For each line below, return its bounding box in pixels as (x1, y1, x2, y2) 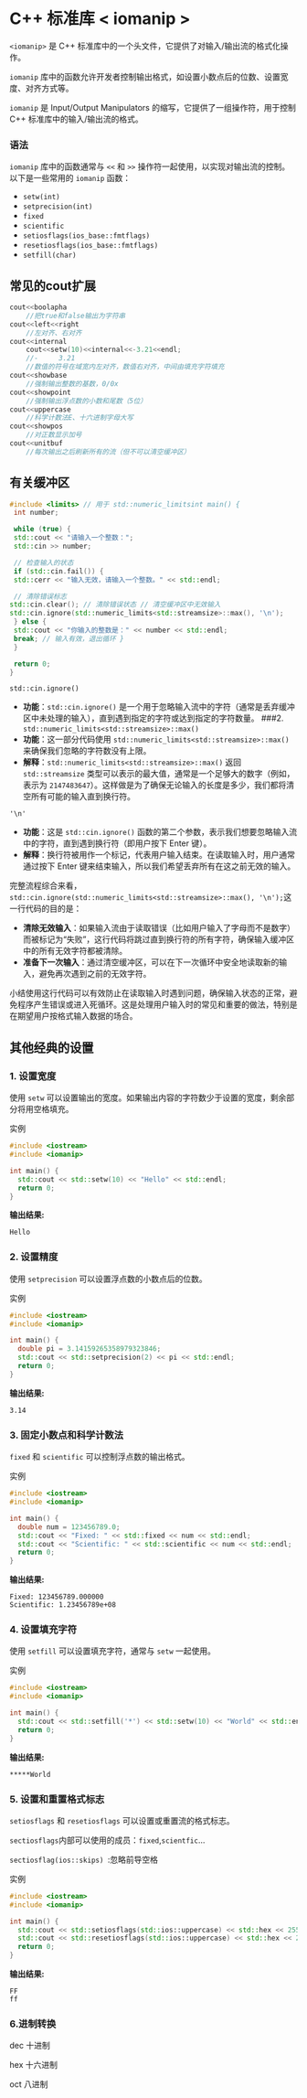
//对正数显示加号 (26, 431, 82, 440)
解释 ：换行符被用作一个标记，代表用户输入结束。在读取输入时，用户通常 (22, 850, 295, 861)
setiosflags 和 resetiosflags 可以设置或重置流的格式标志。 (9, 1814, 235, 1825)
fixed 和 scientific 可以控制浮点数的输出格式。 (9, 1451, 190, 1462)
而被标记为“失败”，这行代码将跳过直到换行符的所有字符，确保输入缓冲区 (22, 934, 295, 945)
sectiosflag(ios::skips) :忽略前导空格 (9, 1854, 158, 1865)
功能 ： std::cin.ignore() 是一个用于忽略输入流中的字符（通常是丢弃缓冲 (22, 701, 295, 712)
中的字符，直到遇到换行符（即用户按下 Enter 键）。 (22, 838, 212, 849)
